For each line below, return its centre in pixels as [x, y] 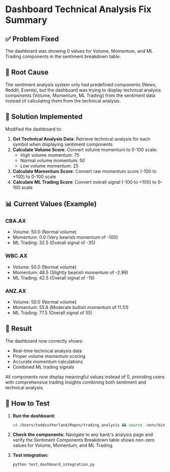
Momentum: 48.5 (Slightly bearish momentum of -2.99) [70, 272]
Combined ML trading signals [43, 367]
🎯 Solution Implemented [44, 117]
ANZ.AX [16, 291]
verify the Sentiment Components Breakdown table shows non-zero [83, 440]
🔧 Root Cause [27, 72]
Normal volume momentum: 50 [53, 160]
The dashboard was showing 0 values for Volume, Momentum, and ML [79, 51]
